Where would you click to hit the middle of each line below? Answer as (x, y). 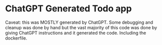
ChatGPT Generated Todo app (69, 9)
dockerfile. (16, 38)
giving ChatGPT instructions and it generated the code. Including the (76, 33)
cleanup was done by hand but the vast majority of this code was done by (81, 27)
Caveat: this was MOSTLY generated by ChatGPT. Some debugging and (79, 22)
